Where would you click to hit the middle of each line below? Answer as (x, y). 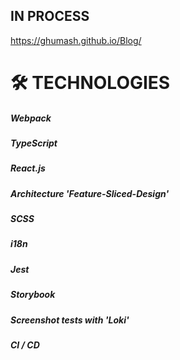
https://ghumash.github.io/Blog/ (76, 40)
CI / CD (25, 345)
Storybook (33, 295)
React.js (28, 168)
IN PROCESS (50, 16)
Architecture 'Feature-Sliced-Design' (90, 193)
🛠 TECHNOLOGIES (90, 83)
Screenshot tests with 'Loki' (70, 320)
